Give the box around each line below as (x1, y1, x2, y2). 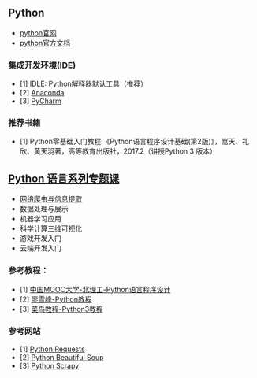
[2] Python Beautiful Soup (19, 352, 104, 361)
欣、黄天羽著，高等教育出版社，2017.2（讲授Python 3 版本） (19, 146, 217, 156)
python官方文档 (19, 38, 71, 47)
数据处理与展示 (19, 204, 69, 213)
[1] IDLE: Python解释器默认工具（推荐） (19, 79, 148, 89)
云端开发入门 (19, 243, 61, 253)
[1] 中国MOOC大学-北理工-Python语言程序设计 (19, 284, 171, 294)
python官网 (19, 28, 57, 38)
